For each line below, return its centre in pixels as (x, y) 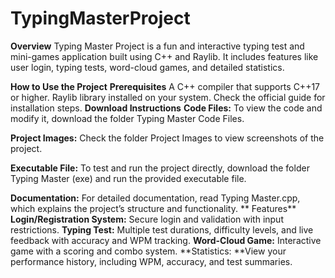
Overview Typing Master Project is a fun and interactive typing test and (157, 46)
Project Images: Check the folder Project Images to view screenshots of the (167, 138)
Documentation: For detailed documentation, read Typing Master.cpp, (155, 198)
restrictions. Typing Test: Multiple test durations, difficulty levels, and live (162, 229)
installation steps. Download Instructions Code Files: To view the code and (166, 108)
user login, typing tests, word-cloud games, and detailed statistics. (147, 67)
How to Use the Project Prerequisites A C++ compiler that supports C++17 (165, 86)
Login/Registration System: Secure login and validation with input (147, 219)
